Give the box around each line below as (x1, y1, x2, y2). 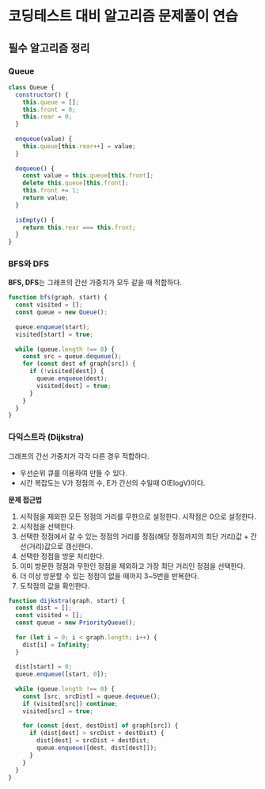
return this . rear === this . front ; (22, 223, 136, 231)
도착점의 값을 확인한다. (19, 581, 90, 590)
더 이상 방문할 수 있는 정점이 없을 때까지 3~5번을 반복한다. (19, 571, 199, 581)
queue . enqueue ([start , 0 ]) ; (15, 670, 108, 678)
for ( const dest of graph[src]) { (22, 360, 136, 368)
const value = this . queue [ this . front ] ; (22, 172, 154, 180)
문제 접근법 (8, 494, 42, 504)
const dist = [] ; (15, 604, 73, 612)
